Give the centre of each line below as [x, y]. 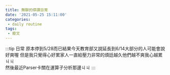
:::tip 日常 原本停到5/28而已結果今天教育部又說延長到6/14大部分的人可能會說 [85, 48]
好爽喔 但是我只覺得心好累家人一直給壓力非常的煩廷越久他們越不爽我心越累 [84, 55]
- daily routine [25, 24]
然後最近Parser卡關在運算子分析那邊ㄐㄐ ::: [50, 67]
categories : [18, 19]
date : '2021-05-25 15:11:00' [36, 15]
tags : [11, 29]
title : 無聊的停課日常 [27, 10]
